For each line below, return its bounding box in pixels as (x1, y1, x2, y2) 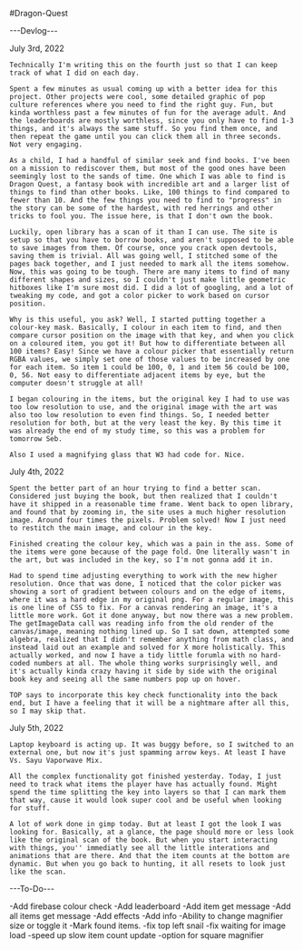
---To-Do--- (9, 884, 54, 894)
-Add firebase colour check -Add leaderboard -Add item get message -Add (9, 901, 291, 912)
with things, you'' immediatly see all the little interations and (9, 844, 270, 853)
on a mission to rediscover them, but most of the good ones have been (9, 164, 286, 173)
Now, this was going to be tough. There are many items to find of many (9, 267, 290, 276)
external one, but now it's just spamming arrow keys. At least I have (9, 748, 286, 757)
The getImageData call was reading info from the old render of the (9, 619, 274, 628)
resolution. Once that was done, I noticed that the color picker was (9, 579, 282, 588)
